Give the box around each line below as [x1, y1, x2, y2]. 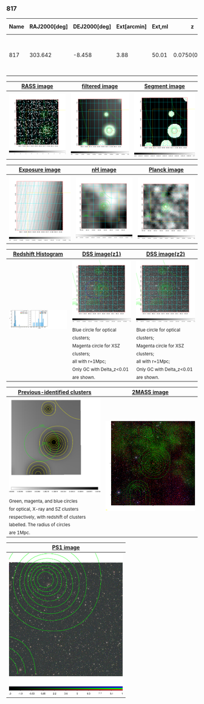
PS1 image [52, 544, 80, 551]
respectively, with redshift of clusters [8, 514, 86, 520]
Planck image [148, 166, 184, 174]
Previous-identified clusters [18, 388, 92, 395]
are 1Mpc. [8, 530, 30, 536]
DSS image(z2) [146, 250, 185, 258]
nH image [91, 166, 117, 174]
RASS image [21, 83, 53, 90]
